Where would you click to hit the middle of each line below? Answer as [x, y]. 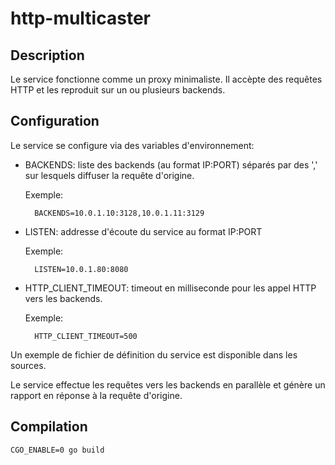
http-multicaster [80, 18]
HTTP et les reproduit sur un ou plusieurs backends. [118, 90]
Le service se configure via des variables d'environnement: [132, 145]
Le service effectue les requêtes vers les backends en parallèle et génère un [168, 384]
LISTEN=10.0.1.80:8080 [81, 269]
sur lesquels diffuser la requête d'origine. [109, 175]
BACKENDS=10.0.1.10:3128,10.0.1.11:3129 [119, 213]
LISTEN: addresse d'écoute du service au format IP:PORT [143, 231]
